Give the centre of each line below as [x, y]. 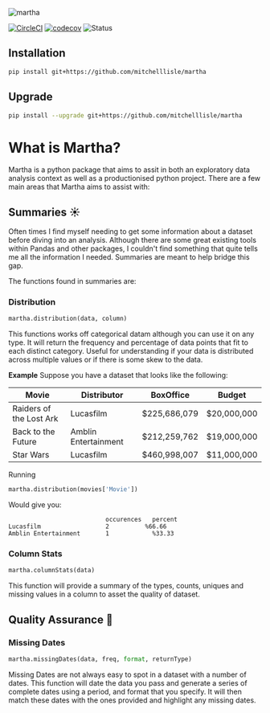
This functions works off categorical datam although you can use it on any [131, 334]
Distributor [102, 395]
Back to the [34, 432]
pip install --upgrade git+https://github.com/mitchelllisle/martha [125, 115]
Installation [37, 53]
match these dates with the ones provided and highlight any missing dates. [132, 700]
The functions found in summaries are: [72, 281]
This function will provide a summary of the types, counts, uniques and [126, 586]
